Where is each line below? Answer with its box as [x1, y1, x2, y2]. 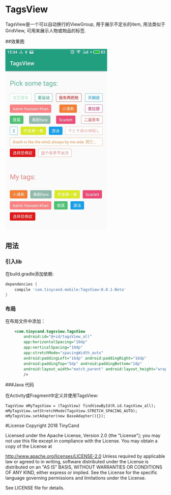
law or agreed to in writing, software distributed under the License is [5, 459, 149, 465]
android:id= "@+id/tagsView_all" [23, 334, 93, 339]
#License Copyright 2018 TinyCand [5, 422, 80, 429]
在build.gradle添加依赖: [5, 271, 54, 277]
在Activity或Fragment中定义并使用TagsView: [5, 392, 99, 399]
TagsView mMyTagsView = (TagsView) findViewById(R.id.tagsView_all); [5, 404, 156, 409]
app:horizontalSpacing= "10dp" [23, 340, 88, 345]
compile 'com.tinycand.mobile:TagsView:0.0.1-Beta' [14, 287, 126, 292]
